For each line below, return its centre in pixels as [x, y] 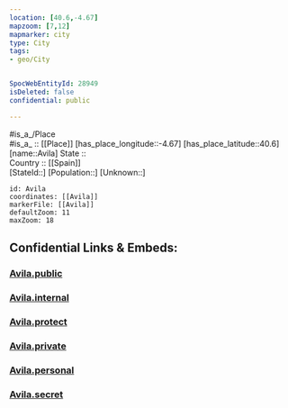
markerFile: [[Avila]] [52, 204]
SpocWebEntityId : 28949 [54, 84]
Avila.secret [36, 394]
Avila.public [36, 273]
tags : [19, 51]
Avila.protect [38, 322]
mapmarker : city [40, 34]
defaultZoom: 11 [40, 213]
